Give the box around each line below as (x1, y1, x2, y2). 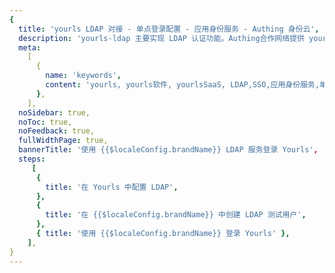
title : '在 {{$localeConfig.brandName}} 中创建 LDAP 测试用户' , (45, 210, 307, 220)
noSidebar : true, (18, 107, 91, 118)
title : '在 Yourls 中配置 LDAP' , (45, 182, 179, 192)
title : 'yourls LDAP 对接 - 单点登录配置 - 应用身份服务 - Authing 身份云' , (18, 24, 320, 34)
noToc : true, (18, 117, 73, 127)
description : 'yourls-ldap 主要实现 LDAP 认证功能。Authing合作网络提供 (18, 33, 305, 43)
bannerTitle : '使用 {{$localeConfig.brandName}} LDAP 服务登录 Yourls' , (18, 145, 319, 155)
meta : (18, 42, 42, 53)
